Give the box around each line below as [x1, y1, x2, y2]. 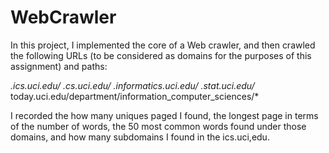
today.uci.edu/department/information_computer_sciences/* [10, 90, 260, 102]
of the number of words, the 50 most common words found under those [10, 120, 307, 132]
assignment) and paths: [10, 60, 108, 72]
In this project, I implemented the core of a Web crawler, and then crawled [10, 39, 316, 51]
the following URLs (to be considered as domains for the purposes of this [10, 49, 312, 61]
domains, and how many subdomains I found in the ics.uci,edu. [10, 131, 270, 143]
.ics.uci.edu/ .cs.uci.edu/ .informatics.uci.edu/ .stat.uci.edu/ [10, 79, 255, 91]
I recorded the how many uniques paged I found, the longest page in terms [10, 109, 319, 121]
